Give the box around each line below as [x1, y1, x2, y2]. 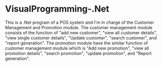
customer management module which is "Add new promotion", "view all [5, 45, 149, 51]
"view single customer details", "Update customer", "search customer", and [5, 35, 157, 41]
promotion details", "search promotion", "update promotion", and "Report [5, 50, 152, 56]
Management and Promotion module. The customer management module [5, 24, 153, 30]
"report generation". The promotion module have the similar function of [5, 40, 148, 46]
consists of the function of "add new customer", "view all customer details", [5, 30, 158, 35]
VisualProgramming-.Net [5, 3, 109, 15]
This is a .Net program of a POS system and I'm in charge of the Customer [5, 19, 155, 25]
